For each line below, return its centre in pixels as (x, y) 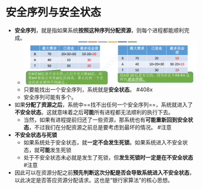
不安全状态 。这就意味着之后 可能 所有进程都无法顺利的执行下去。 (94, 112)
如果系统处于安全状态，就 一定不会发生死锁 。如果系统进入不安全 (103, 143)
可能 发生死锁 (56, 150)
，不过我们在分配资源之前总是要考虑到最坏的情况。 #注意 (100, 127)
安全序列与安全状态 (54, 12)
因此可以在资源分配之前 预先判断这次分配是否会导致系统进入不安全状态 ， (104, 173)
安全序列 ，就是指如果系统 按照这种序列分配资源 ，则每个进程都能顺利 (99, 30)
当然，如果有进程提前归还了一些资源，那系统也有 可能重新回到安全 (106, 120)
